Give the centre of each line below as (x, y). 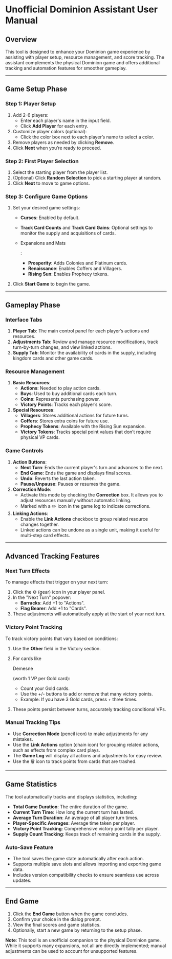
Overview (21, 39)
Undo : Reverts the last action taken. (58, 478)
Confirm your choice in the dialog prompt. (57, 919)
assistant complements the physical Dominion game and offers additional (83, 63)
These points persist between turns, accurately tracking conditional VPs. (89, 709)
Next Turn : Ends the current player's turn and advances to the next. (92, 467)
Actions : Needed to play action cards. (60, 388)
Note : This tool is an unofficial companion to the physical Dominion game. (83, 940)
